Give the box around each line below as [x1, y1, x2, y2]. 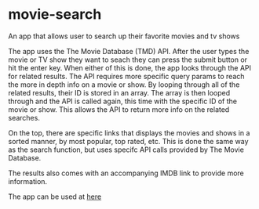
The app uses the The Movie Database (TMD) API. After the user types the [8, 46, 250, 56]
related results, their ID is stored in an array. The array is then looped [8, 88, 231, 97]
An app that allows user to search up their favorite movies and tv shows [8, 31, 240, 41]
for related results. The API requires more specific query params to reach [8, 71, 245, 81]
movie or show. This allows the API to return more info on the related [8, 104, 230, 114]
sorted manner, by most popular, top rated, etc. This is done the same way [8, 136, 249, 146]
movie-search [8, 5, 102, 23]
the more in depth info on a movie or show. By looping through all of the [8, 80, 240, 89]
